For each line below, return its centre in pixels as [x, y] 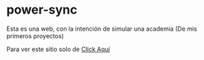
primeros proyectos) [35, 35]
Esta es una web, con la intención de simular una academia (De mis [102, 29]
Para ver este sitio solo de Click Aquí [58, 49]
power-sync [42, 10]
